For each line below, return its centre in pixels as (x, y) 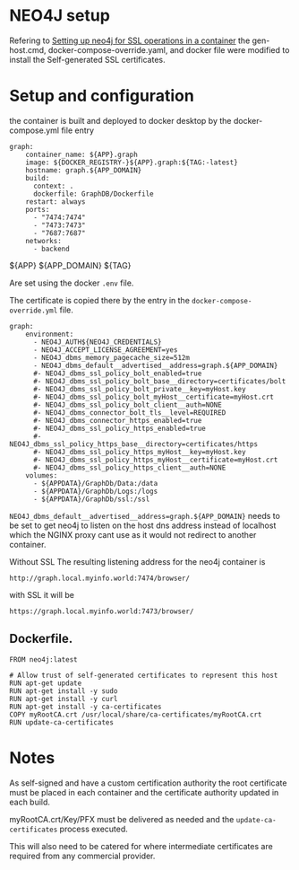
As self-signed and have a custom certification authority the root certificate (148, 783)
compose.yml (34, 130)
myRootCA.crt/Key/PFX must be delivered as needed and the (122, 819)
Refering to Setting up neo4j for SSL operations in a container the (130, 40)
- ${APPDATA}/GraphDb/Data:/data (95, 483)
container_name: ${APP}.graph (82, 154)
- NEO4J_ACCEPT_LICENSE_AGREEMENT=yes (105, 350)
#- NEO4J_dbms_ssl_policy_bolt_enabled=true (117, 373)
